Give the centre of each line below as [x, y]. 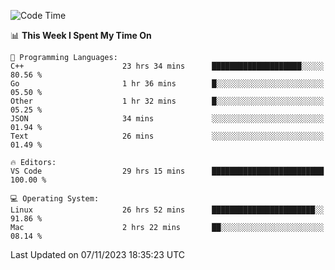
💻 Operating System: [55, 199]
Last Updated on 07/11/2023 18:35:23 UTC [98, 254]
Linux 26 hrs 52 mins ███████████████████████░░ [167, 210]
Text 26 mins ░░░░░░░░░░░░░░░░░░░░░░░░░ [167, 136]
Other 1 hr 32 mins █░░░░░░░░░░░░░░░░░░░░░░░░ [167, 101]
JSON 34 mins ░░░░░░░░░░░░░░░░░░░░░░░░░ [167, 119]
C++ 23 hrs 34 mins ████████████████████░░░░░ [167, 66]
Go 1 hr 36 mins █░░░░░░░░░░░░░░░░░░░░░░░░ [167, 84]
